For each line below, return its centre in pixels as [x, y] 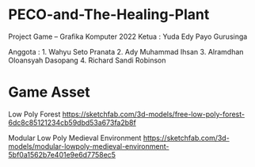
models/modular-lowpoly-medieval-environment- [89, 146]
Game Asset [49, 92]
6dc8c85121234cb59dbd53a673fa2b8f [72, 122]
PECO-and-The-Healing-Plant [109, 15]
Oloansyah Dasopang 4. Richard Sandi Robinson [87, 60]
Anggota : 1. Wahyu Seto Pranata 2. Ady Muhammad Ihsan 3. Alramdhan [126, 51]
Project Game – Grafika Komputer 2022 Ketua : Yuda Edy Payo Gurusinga [128, 36]
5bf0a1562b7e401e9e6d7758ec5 [62, 154]
